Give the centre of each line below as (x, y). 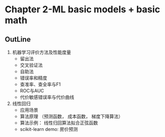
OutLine (18, 39)
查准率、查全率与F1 (40, 84)
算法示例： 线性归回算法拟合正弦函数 (59, 123)
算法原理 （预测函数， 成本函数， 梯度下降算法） (71, 116)
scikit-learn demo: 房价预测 (49, 129)
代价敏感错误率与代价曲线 (47, 97)
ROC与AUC (32, 91)
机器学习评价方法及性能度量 (42, 52)
